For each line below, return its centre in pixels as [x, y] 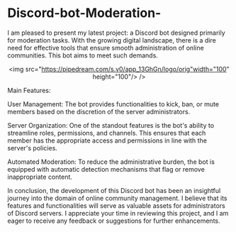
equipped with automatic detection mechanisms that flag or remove [106, 169]
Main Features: [29, 90]
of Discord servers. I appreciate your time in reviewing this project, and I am [118, 213]
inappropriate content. [40, 177]
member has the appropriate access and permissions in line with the [107, 140]
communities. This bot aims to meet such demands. [83, 55]
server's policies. [33, 148]
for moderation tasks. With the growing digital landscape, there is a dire [112, 40]
